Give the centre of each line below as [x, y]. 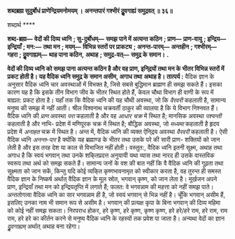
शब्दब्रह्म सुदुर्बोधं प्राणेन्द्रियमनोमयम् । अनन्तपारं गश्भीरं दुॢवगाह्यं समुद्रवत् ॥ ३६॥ [90, 11]
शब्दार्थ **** [21, 25]
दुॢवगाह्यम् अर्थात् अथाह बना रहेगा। [44, 226]
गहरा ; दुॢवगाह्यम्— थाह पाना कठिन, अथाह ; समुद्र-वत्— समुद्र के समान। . [88, 55]
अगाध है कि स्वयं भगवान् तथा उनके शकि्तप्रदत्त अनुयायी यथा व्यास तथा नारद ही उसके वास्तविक [111, 155]
